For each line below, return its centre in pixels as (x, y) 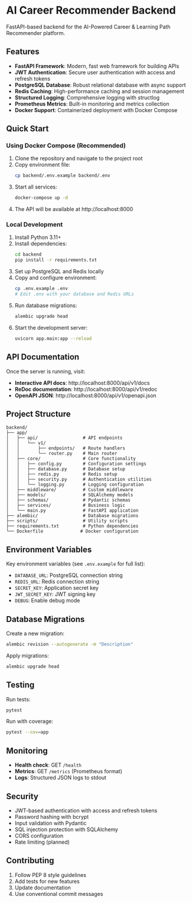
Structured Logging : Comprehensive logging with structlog (87, 97)
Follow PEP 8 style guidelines (51, 875)
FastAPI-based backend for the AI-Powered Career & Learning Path (88, 27)
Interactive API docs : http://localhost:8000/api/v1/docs (82, 382)
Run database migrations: (46, 305)
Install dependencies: (41, 244)
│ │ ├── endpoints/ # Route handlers (66, 448)
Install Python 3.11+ (38, 237)
